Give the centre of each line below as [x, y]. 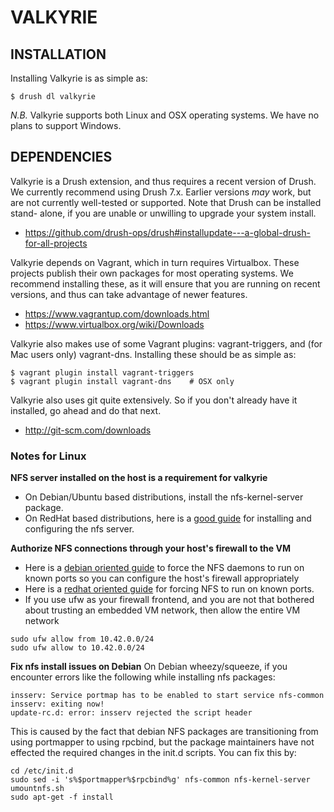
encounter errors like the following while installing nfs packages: [143, 677]
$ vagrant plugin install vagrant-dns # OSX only [122, 381]
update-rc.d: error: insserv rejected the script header [131, 713]
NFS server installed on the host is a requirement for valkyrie [139, 478]
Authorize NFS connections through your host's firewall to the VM [150, 548]
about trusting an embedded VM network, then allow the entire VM [162, 610]
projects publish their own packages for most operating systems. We [152, 273]
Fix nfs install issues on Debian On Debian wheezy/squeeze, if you [149, 667]
